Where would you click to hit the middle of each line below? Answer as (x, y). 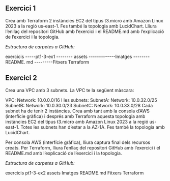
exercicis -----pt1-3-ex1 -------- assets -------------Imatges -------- (78, 56)
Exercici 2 (21, 78)
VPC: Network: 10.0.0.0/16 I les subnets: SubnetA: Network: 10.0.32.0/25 (81, 100)
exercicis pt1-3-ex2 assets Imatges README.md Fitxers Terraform (75, 173)
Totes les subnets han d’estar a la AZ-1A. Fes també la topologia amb (93, 127)
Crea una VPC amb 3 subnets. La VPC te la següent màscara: (70, 90)
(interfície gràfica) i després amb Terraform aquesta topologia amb (75, 116)
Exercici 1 (21, 8)
